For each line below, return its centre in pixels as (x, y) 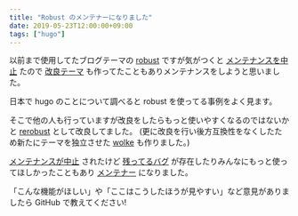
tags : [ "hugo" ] (37, 34)
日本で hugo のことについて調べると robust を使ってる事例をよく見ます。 (143, 101)
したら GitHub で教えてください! (68, 203)
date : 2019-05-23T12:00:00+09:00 (71, 26)
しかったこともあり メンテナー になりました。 (109, 172)
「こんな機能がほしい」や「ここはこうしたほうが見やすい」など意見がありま (149, 191)
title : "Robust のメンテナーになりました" (81, 17)
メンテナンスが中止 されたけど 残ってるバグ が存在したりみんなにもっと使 (145, 162)
